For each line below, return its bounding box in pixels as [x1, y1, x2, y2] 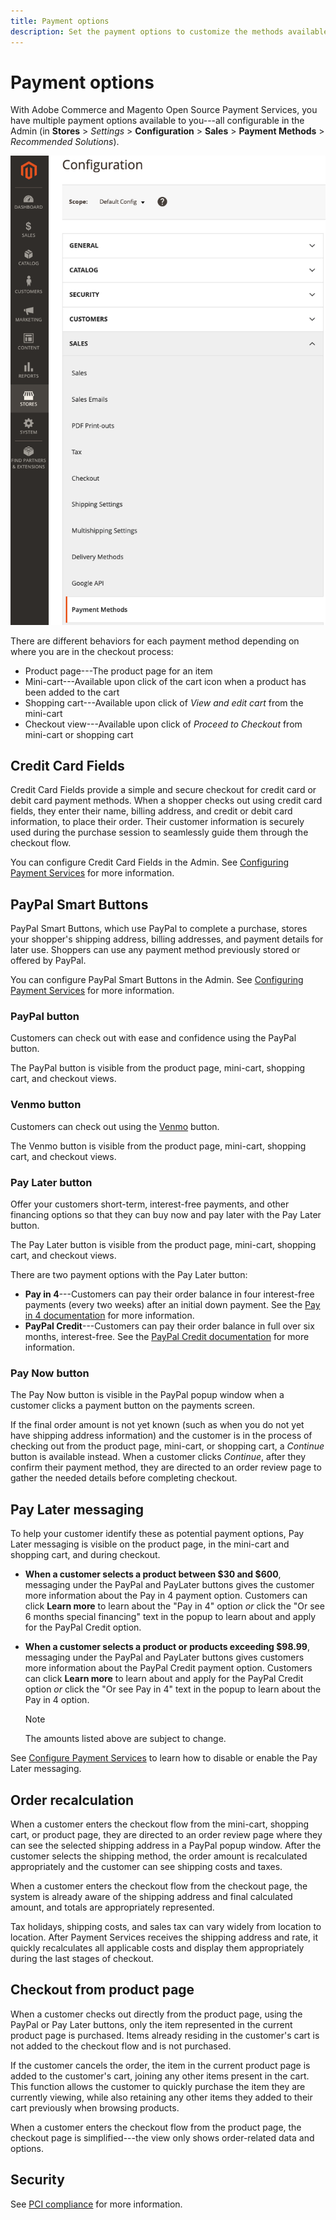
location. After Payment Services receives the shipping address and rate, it [10, 1931, 319, 1943]
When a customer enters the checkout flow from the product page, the [10, 2121, 302, 2133]
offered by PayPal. [10, 955, 87, 967]
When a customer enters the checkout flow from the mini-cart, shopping [10, 1818, 310, 1830]
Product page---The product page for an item [24, 665, 213, 677]
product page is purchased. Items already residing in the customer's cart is [10, 2029, 320, 2041]
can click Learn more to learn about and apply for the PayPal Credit [24, 1673, 304, 1685]
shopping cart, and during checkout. [10, 1549, 161, 1561]
